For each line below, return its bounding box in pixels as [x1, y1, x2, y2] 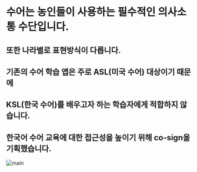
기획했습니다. [6, 143, 52, 153]
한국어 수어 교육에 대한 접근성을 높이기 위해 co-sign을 [6, 133, 191, 143]
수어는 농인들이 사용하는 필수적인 [6, 5, 156, 19]
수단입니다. [18, 20, 69, 33]
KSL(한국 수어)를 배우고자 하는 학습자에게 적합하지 [6, 100, 178, 110]
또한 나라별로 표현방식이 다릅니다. [6, 45, 121, 55]
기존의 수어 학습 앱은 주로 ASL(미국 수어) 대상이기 [6, 67, 175, 77]
